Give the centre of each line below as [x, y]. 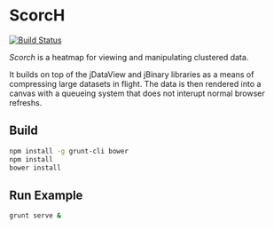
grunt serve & [35, 216]
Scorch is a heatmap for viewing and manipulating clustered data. [129, 57]
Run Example [46, 195]
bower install [35, 168]
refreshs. [26, 102]
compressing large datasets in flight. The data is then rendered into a [135, 83]
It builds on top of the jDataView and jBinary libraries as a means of [132, 74]
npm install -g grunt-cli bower [69, 151]
